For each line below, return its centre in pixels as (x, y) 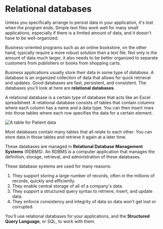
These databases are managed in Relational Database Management (74, 146)
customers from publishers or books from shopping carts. (63, 63)
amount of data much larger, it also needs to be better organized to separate (81, 57)
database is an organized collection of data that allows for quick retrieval (78, 77)
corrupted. (23, 207)
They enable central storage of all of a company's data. (67, 186)
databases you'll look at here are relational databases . (60, 88)
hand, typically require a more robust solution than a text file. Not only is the (81, 53)
